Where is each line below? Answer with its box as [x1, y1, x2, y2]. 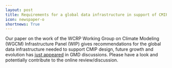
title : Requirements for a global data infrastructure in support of [5, 12, 157, 17]
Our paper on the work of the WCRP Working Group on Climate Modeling [5, 36, 160, 42]
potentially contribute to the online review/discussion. [5, 57, 119, 63]
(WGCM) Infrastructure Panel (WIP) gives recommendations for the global [5, 41, 161, 47]
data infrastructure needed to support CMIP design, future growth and [5, 46, 154, 52]
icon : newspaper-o [5, 17, 45, 22]
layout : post [5, 7, 33, 13]
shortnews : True [5, 21, 40, 27]
